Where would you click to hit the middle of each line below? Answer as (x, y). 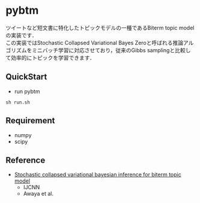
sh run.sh (18, 102)
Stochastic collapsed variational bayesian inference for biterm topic (98, 175)
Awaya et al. (38, 194)
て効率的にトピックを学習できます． (50, 57)
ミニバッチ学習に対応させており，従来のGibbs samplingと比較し (111, 50)
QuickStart (26, 77)
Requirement (30, 121)
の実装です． (21, 35)
